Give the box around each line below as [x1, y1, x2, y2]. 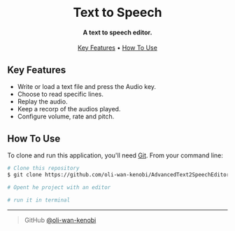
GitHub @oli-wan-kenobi [24, 216, 97, 224]
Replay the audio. [17, 97, 68, 106]
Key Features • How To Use [78, 43, 157, 52]
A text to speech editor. [83, 28, 152, 36]
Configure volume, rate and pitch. [17, 112, 115, 121]
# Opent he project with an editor [7, 183, 111, 191]
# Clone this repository [7, 164, 80, 172]
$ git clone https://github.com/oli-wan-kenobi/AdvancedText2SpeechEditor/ [7, 171, 233, 178]
